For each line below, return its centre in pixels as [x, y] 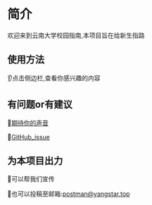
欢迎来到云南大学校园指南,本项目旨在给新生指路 [76, 35]
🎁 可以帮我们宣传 [31, 179]
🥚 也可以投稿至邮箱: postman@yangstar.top [69, 194]
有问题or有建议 [40, 105]
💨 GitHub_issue [29, 137]
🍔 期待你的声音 [28, 123]
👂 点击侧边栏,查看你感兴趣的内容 [54, 77]
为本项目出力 [35, 160]
